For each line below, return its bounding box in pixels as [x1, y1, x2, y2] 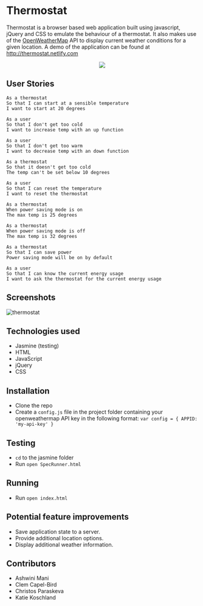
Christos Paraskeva [15, 588, 64, 595]
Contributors [6, 559, 57, 569]
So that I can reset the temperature [6, 185, 102, 192]
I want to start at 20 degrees [6, 105, 86, 111]
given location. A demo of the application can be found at [6, 43, 150, 50]
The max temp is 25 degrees [6, 212, 78, 218]
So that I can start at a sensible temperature [6, 100, 129, 106]
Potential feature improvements [6, 512, 129, 522]
